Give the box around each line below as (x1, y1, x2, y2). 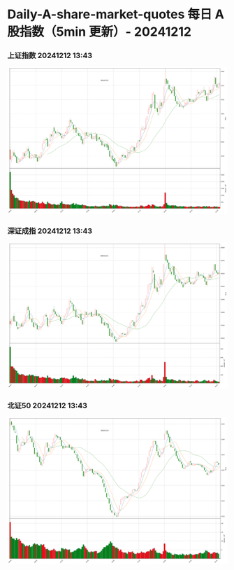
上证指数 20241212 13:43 (7, 50, 93, 60)
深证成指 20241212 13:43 (7, 225, 93, 235)
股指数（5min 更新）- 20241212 (7, 24, 192, 40)
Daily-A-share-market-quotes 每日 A (7, 6, 225, 22)
